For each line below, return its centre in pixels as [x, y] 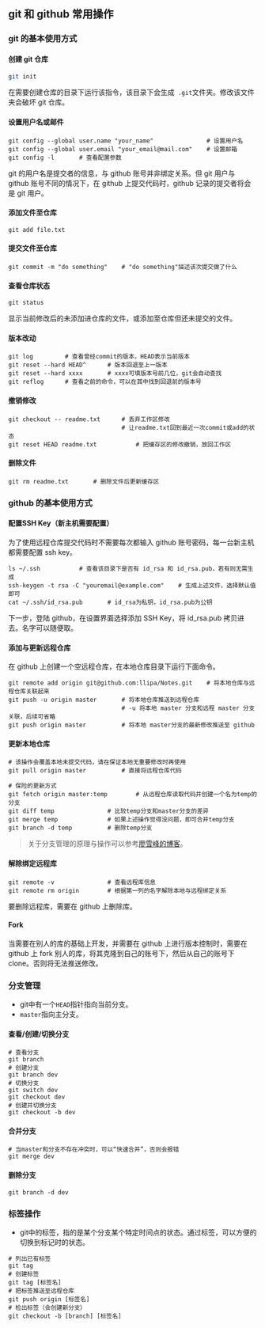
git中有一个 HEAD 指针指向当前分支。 [76, 1004]
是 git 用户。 [28, 193]
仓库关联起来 [32, 692]
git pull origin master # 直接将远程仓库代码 [95, 771]
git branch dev [33, 1075]
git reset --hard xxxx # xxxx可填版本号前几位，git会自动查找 [115, 374]
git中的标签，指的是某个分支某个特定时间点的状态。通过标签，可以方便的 [138, 1232]
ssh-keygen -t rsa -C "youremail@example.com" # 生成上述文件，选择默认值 [132, 585]
